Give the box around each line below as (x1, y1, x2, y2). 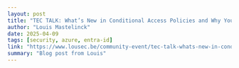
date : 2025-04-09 (7, 30, 59, 38)
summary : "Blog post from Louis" (7, 50, 107, 57)
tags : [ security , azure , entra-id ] (7, 37, 113, 44)
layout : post (7, 10, 46, 18)
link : (7, 43, 23, 50)
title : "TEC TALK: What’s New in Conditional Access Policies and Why (7, 17, 221, 24)
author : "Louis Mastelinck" (7, 23, 91, 30)
